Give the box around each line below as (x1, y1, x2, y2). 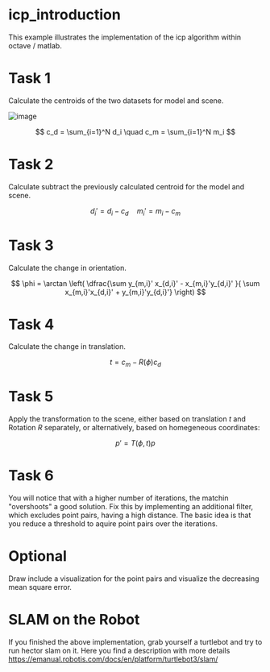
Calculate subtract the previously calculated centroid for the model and (8, 181, 245, 191)
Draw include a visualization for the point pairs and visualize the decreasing (8, 574, 260, 583)
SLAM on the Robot (8, 611, 140, 629)
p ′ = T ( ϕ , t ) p (115, 438, 156, 448)
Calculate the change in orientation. (8, 263, 127, 272)
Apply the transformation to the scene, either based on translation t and (8, 414, 246, 424)
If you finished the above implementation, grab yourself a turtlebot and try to (8, 637, 263, 647)
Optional (8, 547, 67, 566)
